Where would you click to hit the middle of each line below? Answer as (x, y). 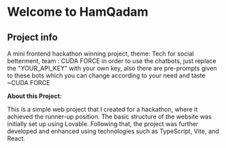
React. (16, 138)
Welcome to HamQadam (78, 12)
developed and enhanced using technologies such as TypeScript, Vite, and (113, 131)
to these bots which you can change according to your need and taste (106, 75)
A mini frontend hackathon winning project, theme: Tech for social (101, 53)
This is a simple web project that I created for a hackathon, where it (102, 109)
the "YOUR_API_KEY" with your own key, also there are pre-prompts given (112, 68)
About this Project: (35, 96)
